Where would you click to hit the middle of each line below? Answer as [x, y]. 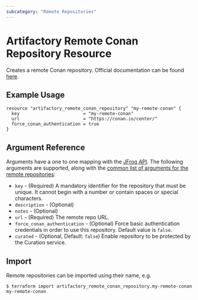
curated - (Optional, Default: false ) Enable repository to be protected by [103, 236]
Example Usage [36, 95]
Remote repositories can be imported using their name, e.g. [79, 275]
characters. [29, 199]
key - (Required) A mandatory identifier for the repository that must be [100, 186]
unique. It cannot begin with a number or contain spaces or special [96, 192]
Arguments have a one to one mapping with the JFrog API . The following [95, 162]
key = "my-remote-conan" [73, 114]
